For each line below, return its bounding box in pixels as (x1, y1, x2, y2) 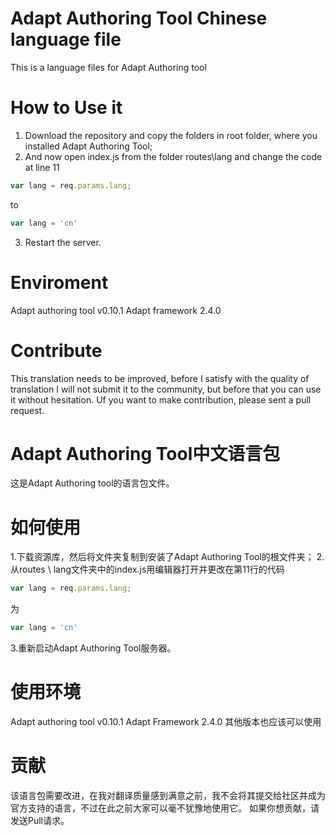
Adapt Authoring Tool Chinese (10, 7, 268, 30)
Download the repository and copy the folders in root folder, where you (24, 129, 318, 141)
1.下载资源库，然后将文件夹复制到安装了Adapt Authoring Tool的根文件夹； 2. (10, 551, 325, 563)
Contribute (10, 339, 103, 362)
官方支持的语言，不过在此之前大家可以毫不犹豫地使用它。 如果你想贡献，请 (10, 802, 320, 814)
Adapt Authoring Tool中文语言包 (10, 442, 281, 465)
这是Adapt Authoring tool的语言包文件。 (10, 477, 175, 489)
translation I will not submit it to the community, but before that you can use (10, 383, 322, 395)
